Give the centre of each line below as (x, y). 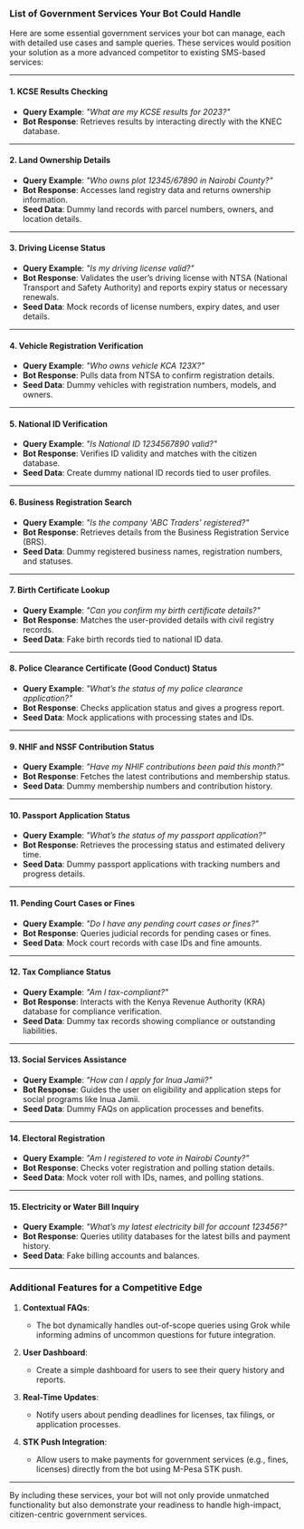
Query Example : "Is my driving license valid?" (108, 268)
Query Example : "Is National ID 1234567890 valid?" (119, 444)
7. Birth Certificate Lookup (60, 590)
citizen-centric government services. (78, 1514)
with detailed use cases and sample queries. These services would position (150, 43)
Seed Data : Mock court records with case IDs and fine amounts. (142, 943)
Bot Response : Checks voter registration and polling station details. (148, 1168)
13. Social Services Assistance (68, 1060)
